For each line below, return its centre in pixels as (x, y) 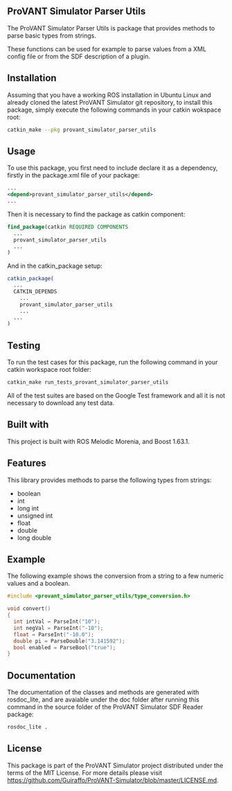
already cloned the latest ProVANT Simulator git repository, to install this (110, 102)
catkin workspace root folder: (49, 370)
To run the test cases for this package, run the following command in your (113, 362)
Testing (24, 345)
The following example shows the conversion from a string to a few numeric (115, 576)
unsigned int (35, 516)
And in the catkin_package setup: (55, 266)
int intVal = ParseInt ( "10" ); (57, 622)
